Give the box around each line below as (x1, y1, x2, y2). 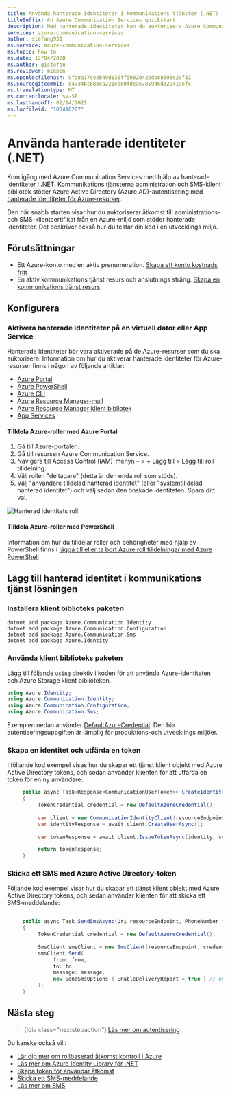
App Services (16, 411, 55, 420)
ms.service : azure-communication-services (7, 42, 130, 49)
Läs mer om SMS (16, 1081, 66, 1089)
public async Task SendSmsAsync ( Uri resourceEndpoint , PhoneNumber (22, 918, 219, 925)
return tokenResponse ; (37, 846, 103, 853)
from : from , (53, 956, 88, 963)
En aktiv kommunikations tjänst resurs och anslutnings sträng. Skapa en (16, 275, 220, 284)
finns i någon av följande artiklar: (31, 362, 125, 370)
